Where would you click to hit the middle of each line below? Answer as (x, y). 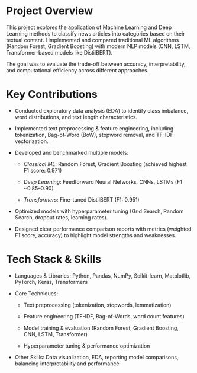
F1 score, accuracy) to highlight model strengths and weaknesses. (95, 235)
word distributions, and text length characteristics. (76, 117)
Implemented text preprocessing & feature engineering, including (94, 128)
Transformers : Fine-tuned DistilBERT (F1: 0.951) (82, 199)
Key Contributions (52, 95)
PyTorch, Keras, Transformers (51, 282)
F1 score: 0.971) (43, 170)
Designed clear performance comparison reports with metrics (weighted (103, 229)
